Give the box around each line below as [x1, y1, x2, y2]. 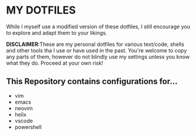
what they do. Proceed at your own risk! [6, 59, 103, 67]
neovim [14, 104, 33, 112]
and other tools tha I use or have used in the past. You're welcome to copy [6, 47, 187, 54]
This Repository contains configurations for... [6, 77, 178, 87]
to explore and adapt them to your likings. [6, 29, 107, 36]
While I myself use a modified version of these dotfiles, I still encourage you [6, 23, 191, 30]
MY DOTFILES [6, 4, 76, 17]
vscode [14, 117, 34, 124]
